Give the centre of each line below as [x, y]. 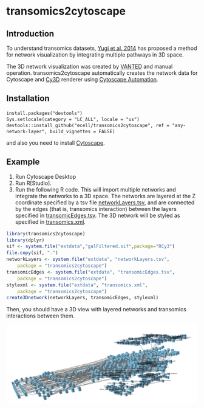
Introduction [30, 34]
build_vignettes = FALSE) [82, 131]
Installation [28, 99]
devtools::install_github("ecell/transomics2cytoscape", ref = [88, 125]
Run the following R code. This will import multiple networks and [95, 189]
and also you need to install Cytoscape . [56, 143]
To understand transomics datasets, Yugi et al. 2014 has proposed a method [102, 48]
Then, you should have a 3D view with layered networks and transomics [96, 309]
